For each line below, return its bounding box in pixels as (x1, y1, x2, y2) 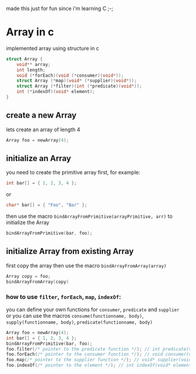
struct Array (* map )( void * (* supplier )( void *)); (16, 78, 137, 84)
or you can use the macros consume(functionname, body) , (6, 312, 144, 319)
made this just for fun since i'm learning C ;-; (6, 5, 114, 12)
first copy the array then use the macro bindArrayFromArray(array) (6, 262, 167, 269)
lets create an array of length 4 (6, 126, 80, 133)
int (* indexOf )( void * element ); (16, 89, 95, 95)
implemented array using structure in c (6, 44, 99, 52)
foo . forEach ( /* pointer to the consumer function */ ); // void (6, 351, 163, 358)
